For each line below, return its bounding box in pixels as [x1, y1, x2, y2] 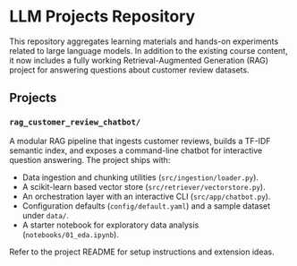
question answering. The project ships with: [9, 154, 171, 165]
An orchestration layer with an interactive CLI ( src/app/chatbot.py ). [21, 191, 271, 202]
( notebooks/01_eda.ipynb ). [21, 228, 119, 239]
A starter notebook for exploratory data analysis [21, 219, 199, 230]
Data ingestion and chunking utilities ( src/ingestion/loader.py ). [21, 172, 259, 183]
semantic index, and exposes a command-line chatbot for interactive [9, 145, 263, 156]
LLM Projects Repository [9, 6, 196, 27]
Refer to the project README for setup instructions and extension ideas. [9, 246, 275, 257]
